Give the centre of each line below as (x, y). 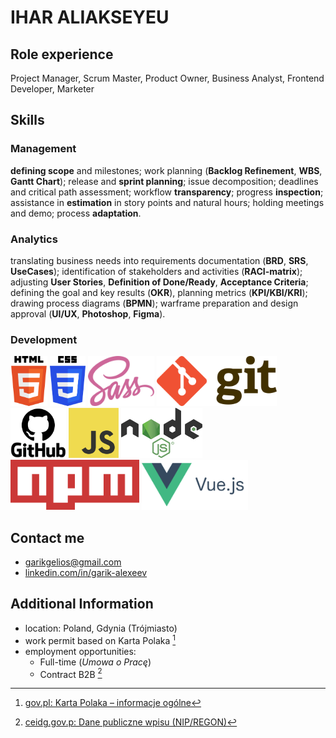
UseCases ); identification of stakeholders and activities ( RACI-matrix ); (156, 271)
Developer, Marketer (52, 89)
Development (44, 339)
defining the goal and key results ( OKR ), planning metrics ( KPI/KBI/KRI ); (159, 292)
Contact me (47, 537)
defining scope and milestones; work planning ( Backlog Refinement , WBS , (166, 170)
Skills (27, 120)
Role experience (62, 54)
